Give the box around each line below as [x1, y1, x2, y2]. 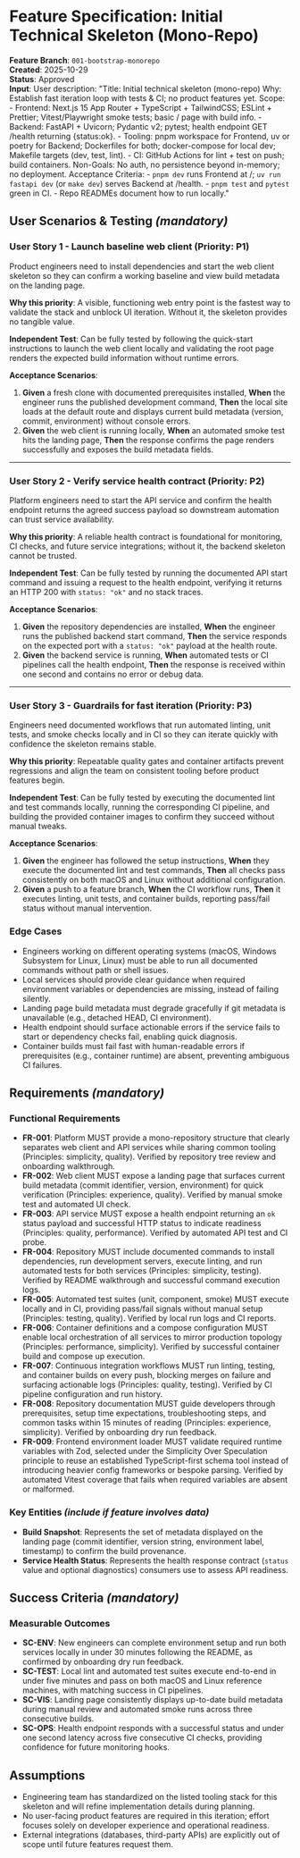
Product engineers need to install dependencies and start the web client [9, 261, 275, 272]
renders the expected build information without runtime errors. [9, 352, 239, 363]
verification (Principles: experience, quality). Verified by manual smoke [21, 1190, 283, 1200]
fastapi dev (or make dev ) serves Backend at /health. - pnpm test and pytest [9, 178, 290, 189]
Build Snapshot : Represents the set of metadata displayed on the [21, 1526, 263, 1537]
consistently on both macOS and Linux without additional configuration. [21, 874, 286, 886]
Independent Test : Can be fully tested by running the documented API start [9, 567, 288, 578]
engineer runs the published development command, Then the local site [21, 396, 288, 408]
